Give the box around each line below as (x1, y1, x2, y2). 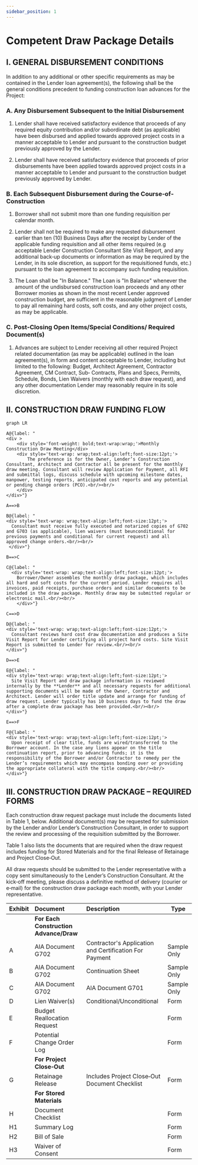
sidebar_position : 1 (6, 8, 57, 15)
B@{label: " (6, 513, 35, 519)
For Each (34, 915, 60, 923)
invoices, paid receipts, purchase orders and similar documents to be (6, 585, 186, 591)
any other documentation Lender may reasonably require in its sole (14, 381, 178, 389)
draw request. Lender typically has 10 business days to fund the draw (6, 699, 186, 704)
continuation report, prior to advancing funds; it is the (6, 750, 154, 756)
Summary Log (34, 1123, 74, 1131)
